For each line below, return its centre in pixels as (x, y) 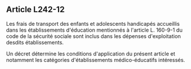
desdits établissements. (35, 42)
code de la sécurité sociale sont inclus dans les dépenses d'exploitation (94, 36)
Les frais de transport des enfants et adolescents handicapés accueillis (93, 23)
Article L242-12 (35, 10)
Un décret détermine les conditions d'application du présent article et (91, 54)
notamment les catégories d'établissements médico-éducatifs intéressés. (96, 60)
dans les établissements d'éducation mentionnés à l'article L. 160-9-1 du (94, 30)
